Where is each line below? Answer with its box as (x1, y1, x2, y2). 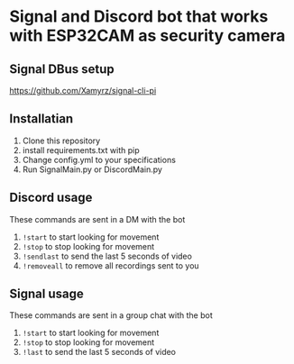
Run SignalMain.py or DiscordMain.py (22, 164, 162, 175)
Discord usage (9, 190, 93, 205)
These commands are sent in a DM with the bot (9, 214, 186, 224)
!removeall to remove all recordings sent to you (22, 259, 200, 271)
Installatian (9, 111, 74, 127)
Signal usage (9, 287, 84, 302)
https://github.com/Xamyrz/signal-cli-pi (9, 86, 157, 96)
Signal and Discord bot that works (9, 6, 269, 27)
